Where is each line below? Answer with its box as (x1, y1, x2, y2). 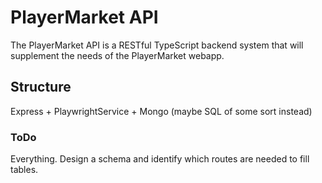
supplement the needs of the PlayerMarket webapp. (10, 49, 225, 61)
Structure (10, 79, 72, 96)
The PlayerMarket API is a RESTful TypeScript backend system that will (10, 39, 304, 51)
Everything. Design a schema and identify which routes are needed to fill (10, 153, 310, 165)
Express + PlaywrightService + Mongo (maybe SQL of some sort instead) (10, 105, 313, 117)
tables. (10, 164, 39, 176)
